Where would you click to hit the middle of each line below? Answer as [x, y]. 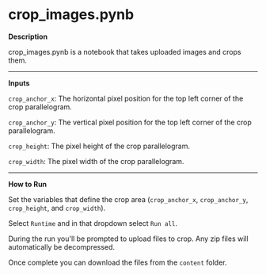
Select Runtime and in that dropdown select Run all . [93, 223]
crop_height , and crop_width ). [57, 208]
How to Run [28, 184]
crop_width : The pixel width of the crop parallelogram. [96, 161]
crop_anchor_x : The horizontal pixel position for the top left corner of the [126, 98]
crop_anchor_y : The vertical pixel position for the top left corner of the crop [130, 122]
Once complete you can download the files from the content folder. [118, 262]
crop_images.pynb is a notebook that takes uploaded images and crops [125, 52]
